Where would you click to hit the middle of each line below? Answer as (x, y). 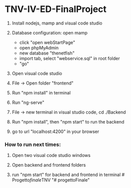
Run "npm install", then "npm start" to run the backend (68, 121)
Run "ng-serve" (28, 102)
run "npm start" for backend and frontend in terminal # (68, 175)
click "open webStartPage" (47, 42)
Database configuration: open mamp (50, 32)
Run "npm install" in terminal (41, 92)
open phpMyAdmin (39, 47)
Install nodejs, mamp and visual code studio (57, 23)
